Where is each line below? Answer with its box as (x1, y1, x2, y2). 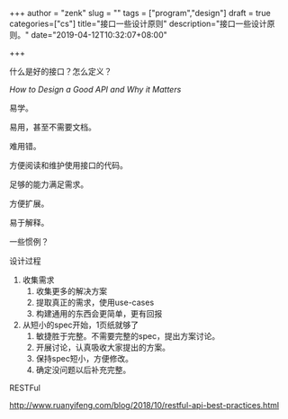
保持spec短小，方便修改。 (35, 353, 133, 363)
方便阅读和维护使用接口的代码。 (9, 160, 128, 170)
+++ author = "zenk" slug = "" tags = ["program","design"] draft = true (9, 8, 272, 18)
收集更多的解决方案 (35, 286, 108, 296)
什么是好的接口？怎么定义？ (9, 67, 112, 76)
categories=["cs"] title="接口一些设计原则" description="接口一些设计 (9, 18, 267, 29)
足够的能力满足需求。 (9, 179, 88, 190)
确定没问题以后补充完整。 (35, 364, 131, 375)
